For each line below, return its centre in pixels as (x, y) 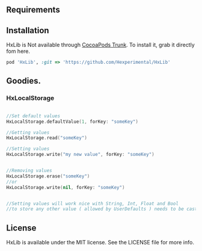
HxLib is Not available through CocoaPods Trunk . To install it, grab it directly (101, 45)
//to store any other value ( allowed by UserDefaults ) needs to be (95, 209)
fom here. (18, 51)
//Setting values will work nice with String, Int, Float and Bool (93, 203)
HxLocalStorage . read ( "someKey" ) (47, 138)
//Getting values (28, 132)
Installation (28, 30)
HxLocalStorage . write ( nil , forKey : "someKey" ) (66, 187)
